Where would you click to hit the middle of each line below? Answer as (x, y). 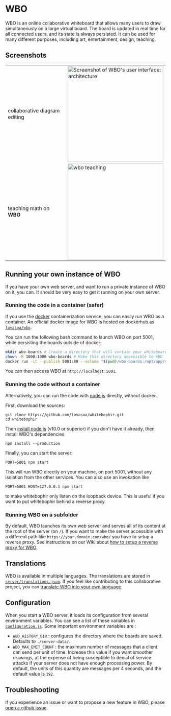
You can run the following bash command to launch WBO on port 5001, (80, 337)
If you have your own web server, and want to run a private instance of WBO (85, 287)
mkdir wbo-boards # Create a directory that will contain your (74, 352)
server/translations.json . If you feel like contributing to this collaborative (83, 581)
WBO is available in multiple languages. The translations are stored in (78, 576)
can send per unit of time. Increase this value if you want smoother (83, 652)
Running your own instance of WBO (63, 275)
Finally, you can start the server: (39, 453)
